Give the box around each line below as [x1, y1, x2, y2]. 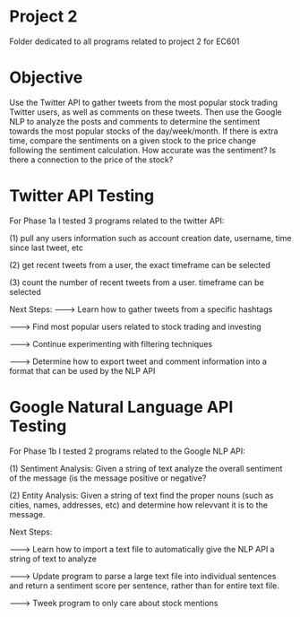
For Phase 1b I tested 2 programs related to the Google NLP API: [9, 446, 246, 456]
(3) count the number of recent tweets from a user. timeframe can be [9, 276, 264, 288]
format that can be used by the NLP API [9, 365, 156, 376]
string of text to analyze [9, 553, 97, 564]
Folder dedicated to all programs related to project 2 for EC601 [9, 36, 240, 47]
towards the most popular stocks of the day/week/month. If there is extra [9, 126, 279, 136]
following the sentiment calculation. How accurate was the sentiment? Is [9, 144, 276, 155]
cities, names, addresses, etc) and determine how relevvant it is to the [9, 500, 269, 510]
